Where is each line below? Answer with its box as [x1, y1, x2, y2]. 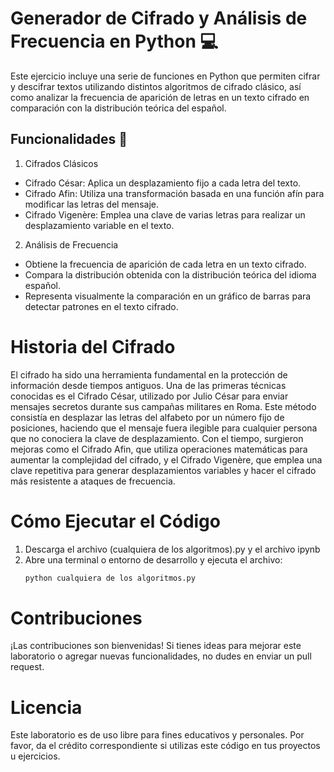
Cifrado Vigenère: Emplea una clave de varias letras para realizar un [24, 208, 306, 221]
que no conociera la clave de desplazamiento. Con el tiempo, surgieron [10, 432, 304, 444]
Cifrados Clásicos [24, 157, 99, 169]
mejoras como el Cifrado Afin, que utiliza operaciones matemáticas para [10, 443, 308, 455]
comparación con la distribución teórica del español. [10, 102, 227, 114]
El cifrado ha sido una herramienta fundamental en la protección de [10, 368, 288, 381]
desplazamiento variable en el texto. [24, 219, 175, 231]
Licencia [10, 696, 83, 719]
